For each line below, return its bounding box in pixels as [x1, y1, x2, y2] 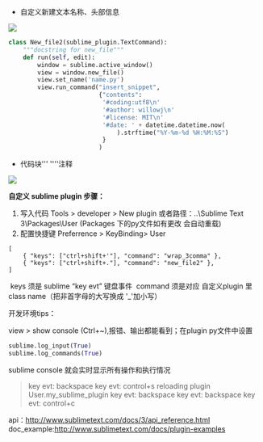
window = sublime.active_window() [37, 61, 153, 69]
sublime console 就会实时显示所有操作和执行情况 [8, 364, 171, 374]
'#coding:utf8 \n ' [102, 99, 161, 107]
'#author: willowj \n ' [102, 106, 175, 114]
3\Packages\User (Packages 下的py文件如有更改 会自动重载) [19, 219, 222, 229]
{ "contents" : [98, 91, 143, 99]
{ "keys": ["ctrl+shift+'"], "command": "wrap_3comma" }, [23, 252, 222, 260]
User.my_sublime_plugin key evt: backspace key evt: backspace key [27, 389, 256, 399]
